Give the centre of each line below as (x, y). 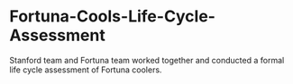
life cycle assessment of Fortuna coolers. (86, 70)
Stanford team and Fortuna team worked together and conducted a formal (147, 60)
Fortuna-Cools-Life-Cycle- (113, 17)
